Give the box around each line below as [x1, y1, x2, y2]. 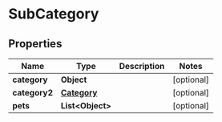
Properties [8, 37, 63, 51]
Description [119, 61, 165, 71]
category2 [12, 87, 54, 98]
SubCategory [8, 5, 99, 23]
